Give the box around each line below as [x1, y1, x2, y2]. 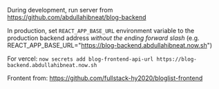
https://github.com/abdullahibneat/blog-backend [7, 13, 146, 21]
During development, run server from [7, 6, 113, 14]
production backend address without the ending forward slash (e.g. [7, 34, 200, 42]
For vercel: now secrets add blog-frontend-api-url [7, 55, 154, 63]
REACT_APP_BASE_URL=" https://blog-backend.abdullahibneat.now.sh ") [7, 41, 213, 49]
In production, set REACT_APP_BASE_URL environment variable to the [7, 27, 195, 34]
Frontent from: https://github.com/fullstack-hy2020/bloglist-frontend [7, 74, 203, 82]
